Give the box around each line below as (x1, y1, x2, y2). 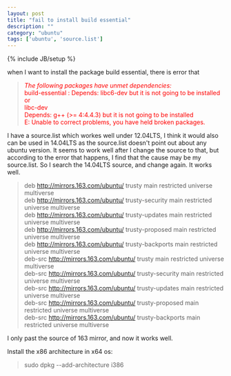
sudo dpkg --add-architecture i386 (23, 361, 124, 369)
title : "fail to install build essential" (7, 17, 131, 23)
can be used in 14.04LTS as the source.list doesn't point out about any (7, 139, 207, 147)
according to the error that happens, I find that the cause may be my (7, 153, 201, 162)
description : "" (7, 23, 54, 30)
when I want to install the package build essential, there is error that (7, 68, 200, 77)
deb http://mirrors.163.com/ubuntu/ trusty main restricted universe (23, 181, 212, 190)
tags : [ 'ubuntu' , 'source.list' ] (7, 36, 103, 43)
